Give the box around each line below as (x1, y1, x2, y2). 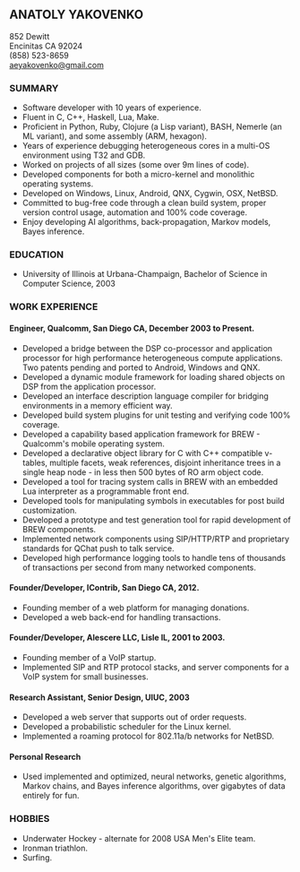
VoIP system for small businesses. (21, 671, 150, 682)
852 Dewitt (9, 30, 50, 41)
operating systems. (21, 178, 94, 189)
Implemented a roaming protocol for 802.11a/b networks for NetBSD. (21, 730, 275, 742)
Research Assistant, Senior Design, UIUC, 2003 (9, 692, 190, 703)
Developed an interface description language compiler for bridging (21, 390, 269, 401)
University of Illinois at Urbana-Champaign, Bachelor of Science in (21, 269, 268, 280)
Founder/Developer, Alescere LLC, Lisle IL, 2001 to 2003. (9, 632, 226, 643)
